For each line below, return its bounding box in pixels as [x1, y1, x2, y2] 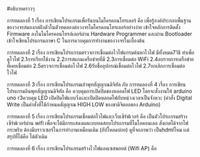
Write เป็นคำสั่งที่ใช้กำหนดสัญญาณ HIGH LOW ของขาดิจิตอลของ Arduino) [7, 101, 161, 108]
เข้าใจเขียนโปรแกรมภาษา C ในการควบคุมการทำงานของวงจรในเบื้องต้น [7, 37, 145, 44]
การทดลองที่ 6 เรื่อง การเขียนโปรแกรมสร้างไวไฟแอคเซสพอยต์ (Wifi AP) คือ [7, 145, 157, 152]
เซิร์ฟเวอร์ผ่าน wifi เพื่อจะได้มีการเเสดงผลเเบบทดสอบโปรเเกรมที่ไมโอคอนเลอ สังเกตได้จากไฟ [7, 120, 189, 127]
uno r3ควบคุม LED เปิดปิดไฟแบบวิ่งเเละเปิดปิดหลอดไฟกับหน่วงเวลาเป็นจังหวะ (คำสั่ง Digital [7, 95, 192, 101]
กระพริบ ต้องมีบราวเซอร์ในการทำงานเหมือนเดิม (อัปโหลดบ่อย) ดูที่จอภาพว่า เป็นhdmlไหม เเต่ [7, 126, 190, 133]
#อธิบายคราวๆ [7, 5, 35, 12]
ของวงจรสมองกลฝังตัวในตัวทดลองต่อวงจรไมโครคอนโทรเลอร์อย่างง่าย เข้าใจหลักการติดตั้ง [7, 24, 181, 30]
